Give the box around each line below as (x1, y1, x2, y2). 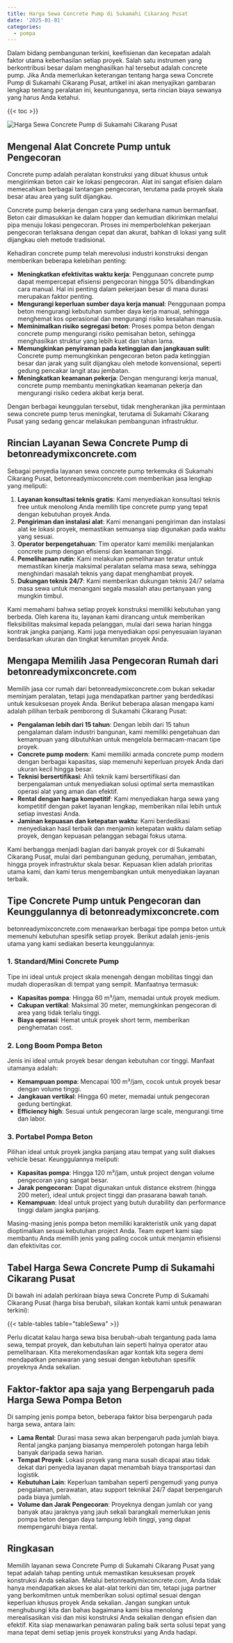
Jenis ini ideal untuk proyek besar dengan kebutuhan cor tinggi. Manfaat (7, 1056, 215, 1065)
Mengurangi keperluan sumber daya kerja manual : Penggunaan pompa (17, 300, 226, 308)
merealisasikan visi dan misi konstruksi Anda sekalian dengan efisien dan (7, 1613, 217, 1621)
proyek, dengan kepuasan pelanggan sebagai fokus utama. (17, 832, 188, 840)
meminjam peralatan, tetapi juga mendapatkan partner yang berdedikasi (7, 692, 214, 700)
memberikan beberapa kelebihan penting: (7, 256, 127, 265)
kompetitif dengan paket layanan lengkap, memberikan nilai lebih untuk (17, 802, 222, 810)
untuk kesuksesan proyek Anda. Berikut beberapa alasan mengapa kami (7, 699, 214, 707)
